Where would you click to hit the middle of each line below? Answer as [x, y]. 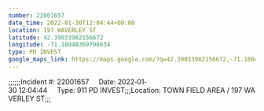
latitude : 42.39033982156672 [56, 37]
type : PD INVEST [35, 52]
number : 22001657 [37, 15]
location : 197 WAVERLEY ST [52, 30]
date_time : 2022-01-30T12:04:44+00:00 [71, 23]
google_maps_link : [38, 60]
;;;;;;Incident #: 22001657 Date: [62, 81]
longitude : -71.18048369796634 [59, 45]
